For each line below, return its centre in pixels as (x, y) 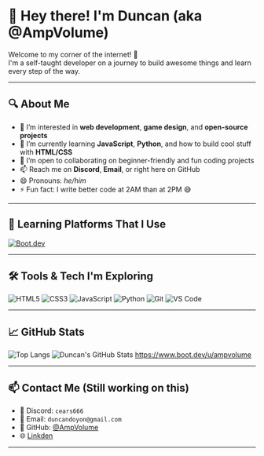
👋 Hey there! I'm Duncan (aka (105, 16)
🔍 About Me (39, 104)
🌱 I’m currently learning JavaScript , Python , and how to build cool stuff (135, 144)
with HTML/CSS (46, 151)
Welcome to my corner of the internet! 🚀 (73, 54)
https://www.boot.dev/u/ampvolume (193, 355)
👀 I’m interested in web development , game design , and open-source (134, 127)
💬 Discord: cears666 (51, 410)
